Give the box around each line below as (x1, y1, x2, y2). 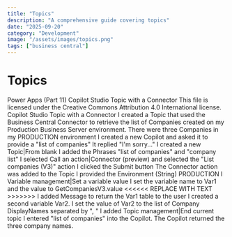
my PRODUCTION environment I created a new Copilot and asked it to (7, 132, 208, 141)
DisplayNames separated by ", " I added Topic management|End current (7, 206, 215, 215)
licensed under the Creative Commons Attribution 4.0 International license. (7, 102, 222, 112)
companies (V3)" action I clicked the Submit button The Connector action (7, 162, 218, 171)
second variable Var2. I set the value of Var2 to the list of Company (7, 199, 200, 208)
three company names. (7, 221, 74, 230)
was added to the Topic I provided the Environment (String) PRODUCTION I (7, 169, 223, 178)
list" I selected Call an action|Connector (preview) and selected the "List (7, 155, 215, 163)
